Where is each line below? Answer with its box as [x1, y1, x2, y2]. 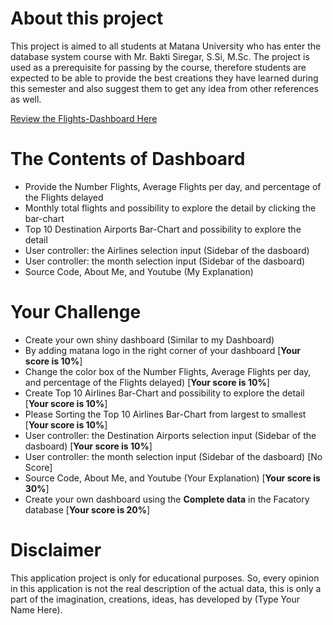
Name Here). [10, 603, 63, 616]
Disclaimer [10, 539, 102, 561]
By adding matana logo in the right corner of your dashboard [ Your [24, 344, 302, 356]
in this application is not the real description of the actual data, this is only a [10, 582, 322, 594]
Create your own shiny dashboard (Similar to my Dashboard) [24, 333, 275, 346]
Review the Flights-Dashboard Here [10, 112, 158, 124]
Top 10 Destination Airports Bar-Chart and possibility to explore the [24, 223, 302, 235]
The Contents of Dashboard [10, 148, 246, 171]
